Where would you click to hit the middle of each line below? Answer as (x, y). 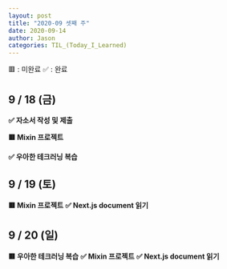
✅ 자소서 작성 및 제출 (41, 120)
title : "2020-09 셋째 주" (49, 23)
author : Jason (32, 38)
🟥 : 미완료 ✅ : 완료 (38, 70)
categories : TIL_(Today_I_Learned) (68, 46)
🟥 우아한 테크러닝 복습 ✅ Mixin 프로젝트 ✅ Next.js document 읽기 (114, 256)
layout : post (30, 16)
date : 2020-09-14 (37, 30)
